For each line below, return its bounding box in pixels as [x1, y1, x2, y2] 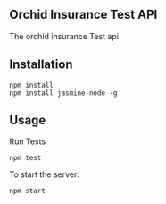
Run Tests [9, 136, 46, 147]
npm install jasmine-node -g [9, 89, 118, 98]
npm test [9, 154, 42, 163]
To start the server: [9, 169, 80, 180]
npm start [9, 187, 46, 196]
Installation [9, 57, 73, 72]
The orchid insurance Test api [9, 30, 119, 41]
